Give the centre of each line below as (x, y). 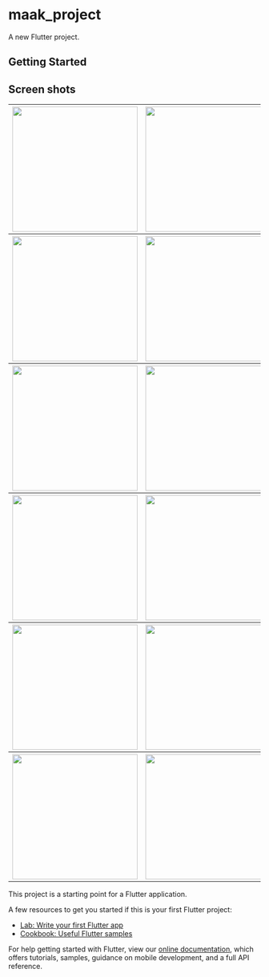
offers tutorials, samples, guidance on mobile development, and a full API (129, 958)
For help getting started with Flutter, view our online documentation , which (131, 949)
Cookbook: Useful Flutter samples (76, 934)
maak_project (55, 15)
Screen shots (42, 89)
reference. (25, 967)
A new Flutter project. (44, 37)
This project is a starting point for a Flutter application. (98, 895)
